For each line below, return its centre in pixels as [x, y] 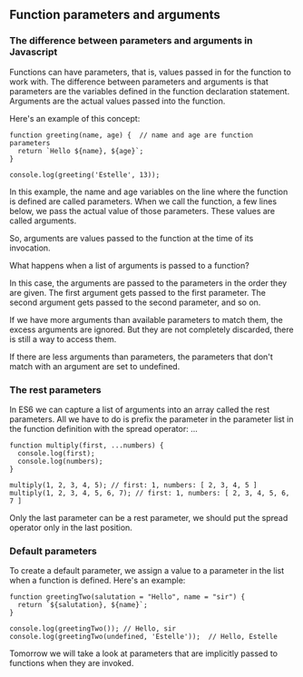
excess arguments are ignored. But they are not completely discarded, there [151, 329]
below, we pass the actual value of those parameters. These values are [142, 211]
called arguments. [43, 221]
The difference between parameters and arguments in [131, 41]
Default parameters [53, 551]
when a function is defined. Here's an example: [98, 581]
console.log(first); [56, 453]
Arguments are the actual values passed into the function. [117, 101]
